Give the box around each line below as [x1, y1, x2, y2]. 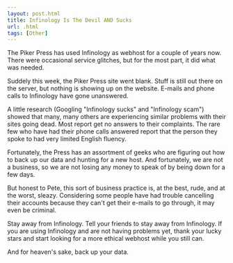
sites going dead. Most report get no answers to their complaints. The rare [7, 120, 220, 129]
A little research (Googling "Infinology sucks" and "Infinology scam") [7, 105, 204, 113]
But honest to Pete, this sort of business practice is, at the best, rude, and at [7, 184, 225, 192]
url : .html [7, 23, 39, 30]
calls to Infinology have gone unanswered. [7, 92, 129, 100]
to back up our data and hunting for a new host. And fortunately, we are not [7, 156, 224, 164]
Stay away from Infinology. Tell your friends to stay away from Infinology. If [7, 220, 223, 228]
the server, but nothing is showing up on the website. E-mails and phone [7, 84, 215, 93]
